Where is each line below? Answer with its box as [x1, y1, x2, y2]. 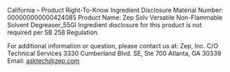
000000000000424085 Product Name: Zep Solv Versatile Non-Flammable [7, 13, 223, 22]
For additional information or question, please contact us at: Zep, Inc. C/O [7, 42, 218, 50]
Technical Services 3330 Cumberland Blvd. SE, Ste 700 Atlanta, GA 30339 [7, 49, 222, 57]
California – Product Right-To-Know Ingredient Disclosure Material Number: [7, 6, 224, 14]
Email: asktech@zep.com [7, 57, 80, 65]
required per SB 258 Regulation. [7, 28, 100, 36]
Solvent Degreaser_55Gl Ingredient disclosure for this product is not [7, 21, 202, 29]
